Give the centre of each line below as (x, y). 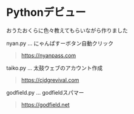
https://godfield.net (45, 104)
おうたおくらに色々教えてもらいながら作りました (67, 30)
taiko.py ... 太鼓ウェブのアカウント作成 (55, 68)
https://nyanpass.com (49, 55)
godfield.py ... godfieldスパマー (45, 92)
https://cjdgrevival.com (50, 80)
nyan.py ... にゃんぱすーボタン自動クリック (60, 43)
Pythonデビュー (46, 12)
